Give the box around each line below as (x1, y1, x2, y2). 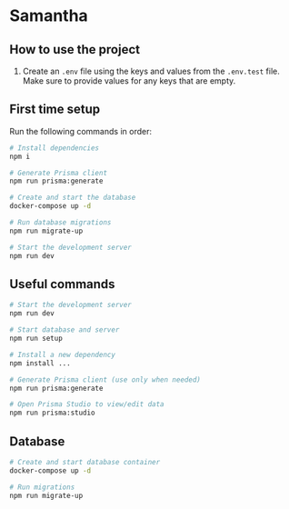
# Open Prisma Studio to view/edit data (9, 400, 165, 409)
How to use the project (9, 42, 141, 57)
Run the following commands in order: (9, 125, 153, 136)
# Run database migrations (9, 218, 112, 227)
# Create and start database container (9, 457, 161, 466)
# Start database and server (9, 325, 120, 334)
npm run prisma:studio (9, 408, 95, 418)
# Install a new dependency (9, 350, 116, 359)
